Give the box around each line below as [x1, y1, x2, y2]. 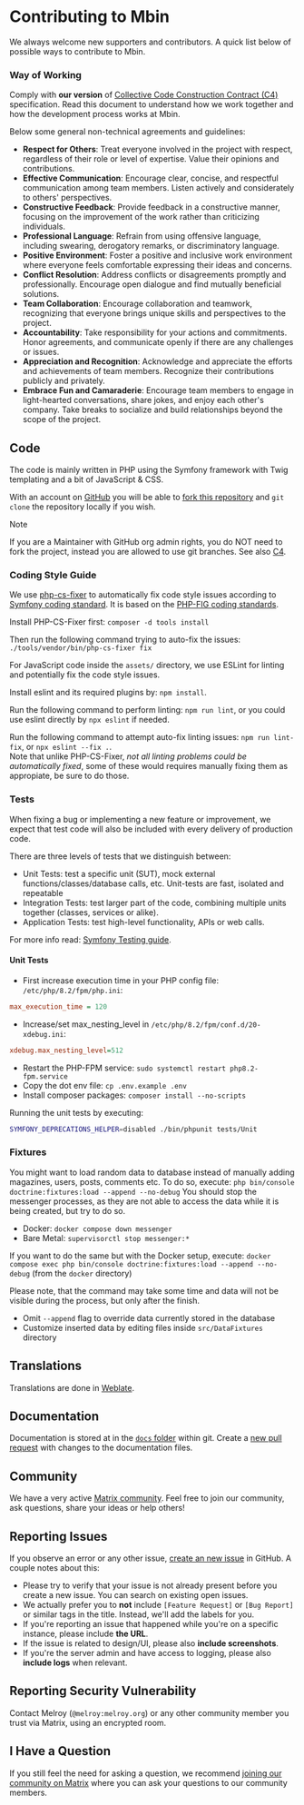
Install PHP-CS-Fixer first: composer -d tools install [9, 616, 210, 627]
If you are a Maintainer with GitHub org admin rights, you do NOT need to [9, 537, 283, 547]
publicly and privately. [22, 375, 106, 387]
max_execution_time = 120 [9, 1001, 107, 1011]
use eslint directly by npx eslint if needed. [9, 715, 170, 725]
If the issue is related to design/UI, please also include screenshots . [22, 1638, 279, 1649]
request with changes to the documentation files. [9, 1442, 193, 1454]
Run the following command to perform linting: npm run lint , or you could [9, 705, 286, 715]
